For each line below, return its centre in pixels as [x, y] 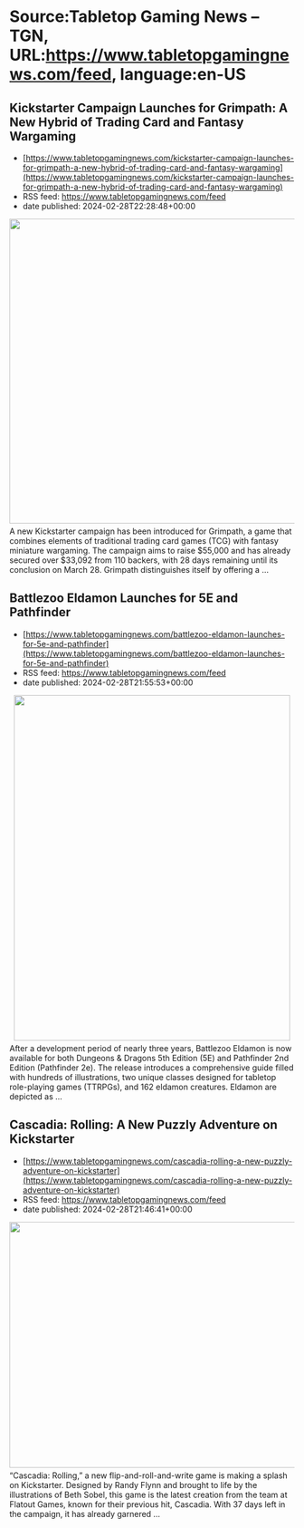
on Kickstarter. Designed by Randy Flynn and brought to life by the [133, 1484]
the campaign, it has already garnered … [85, 1513]
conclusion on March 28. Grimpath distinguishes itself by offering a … [139, 570]
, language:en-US [179, 75]
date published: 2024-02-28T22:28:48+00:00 [109, 206]
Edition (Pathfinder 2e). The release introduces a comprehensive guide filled [152, 1068]
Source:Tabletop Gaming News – [134, 17]
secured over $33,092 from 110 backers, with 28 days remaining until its [144, 560]
